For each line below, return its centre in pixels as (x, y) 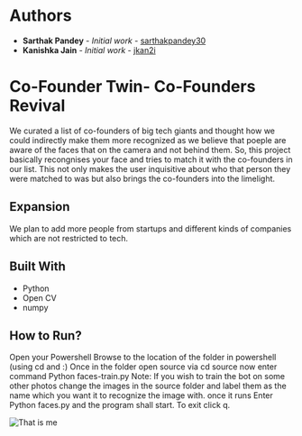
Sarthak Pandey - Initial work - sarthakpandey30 (114, 41)
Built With (37, 267)
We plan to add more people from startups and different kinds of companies (151, 228)
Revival (37, 106)
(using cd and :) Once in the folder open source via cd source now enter (143, 367)
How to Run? (46, 336)
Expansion (40, 207)
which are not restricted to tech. (69, 238)
